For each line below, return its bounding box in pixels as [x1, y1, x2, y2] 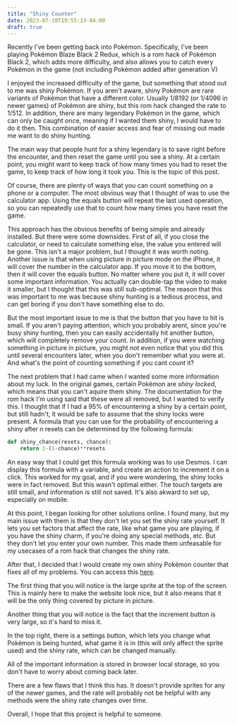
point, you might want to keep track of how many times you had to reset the [7, 160, 227, 169]
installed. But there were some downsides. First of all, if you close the [7, 232, 209, 241]
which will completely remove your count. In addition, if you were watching [7, 336, 225, 344]
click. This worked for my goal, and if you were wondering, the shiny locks [7, 473, 224, 481]
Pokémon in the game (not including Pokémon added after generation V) [7, 65, 218, 74]
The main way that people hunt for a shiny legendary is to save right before [7, 145, 226, 154]
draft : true [7, 23, 42, 30]
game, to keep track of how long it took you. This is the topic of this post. [7, 167, 220, 176]
